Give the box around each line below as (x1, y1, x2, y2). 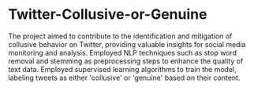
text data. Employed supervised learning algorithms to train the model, (8, 64, 237, 74)
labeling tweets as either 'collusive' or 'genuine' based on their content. (8, 73, 241, 82)
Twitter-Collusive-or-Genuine (8, 5, 207, 23)
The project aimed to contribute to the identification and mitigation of (8, 31, 233, 41)
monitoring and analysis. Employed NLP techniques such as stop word (8, 48, 237, 57)
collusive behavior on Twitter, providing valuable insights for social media (8, 39, 246, 49)
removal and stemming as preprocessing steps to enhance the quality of (8, 56, 244, 66)
